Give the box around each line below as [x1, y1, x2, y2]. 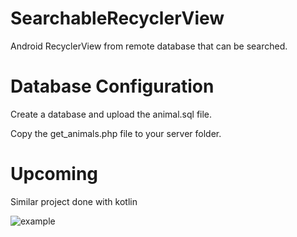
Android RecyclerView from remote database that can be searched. [10, 40, 288, 52]
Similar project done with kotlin [10, 195, 138, 207]
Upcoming [10, 163, 99, 186]
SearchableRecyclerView [10, 7, 225, 30]
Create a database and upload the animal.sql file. [10, 108, 213, 120]
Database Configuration [10, 75, 215, 98]
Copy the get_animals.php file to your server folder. [10, 127, 222, 139]
